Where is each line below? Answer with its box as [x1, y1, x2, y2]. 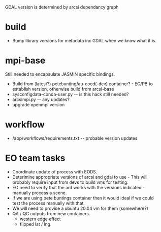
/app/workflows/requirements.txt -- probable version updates [12, 135, 138, 141]
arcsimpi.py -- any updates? [12, 96, 70, 102]
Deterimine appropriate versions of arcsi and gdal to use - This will [12, 174, 148, 180]
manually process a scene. [12, 190, 67, 196]
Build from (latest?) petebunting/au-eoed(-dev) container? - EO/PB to [12, 81, 153, 87]
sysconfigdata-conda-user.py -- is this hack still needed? [12, 91, 129, 97]
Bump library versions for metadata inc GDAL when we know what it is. [12, 37, 157, 43]
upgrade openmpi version [12, 101, 65, 107]
